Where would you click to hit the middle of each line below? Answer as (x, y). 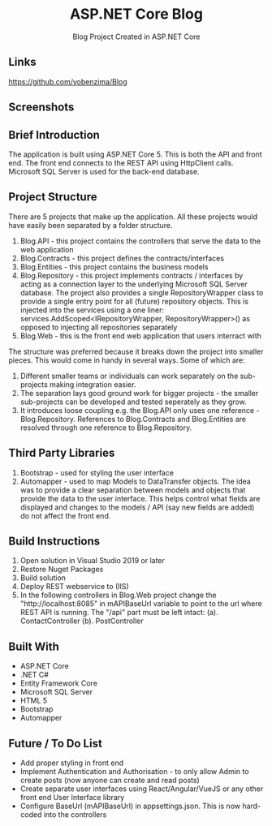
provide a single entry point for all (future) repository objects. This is (134, 301)
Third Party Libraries (62, 453)
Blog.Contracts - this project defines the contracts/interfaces (122, 258)
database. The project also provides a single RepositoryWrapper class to (142, 292)
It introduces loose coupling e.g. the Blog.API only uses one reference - (140, 410)
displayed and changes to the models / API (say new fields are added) (137, 507)
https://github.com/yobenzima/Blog (68, 81)
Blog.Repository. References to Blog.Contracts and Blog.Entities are (133, 419)
